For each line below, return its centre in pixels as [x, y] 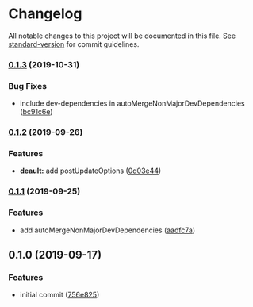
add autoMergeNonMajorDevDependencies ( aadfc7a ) [107, 230]
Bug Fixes [28, 86]
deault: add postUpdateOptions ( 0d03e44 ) [90, 171]
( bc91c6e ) [36, 112]
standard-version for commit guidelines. [74, 44]
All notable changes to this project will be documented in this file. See [122, 36]
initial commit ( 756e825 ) [59, 295]
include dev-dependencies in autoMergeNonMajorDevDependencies [132, 103]
